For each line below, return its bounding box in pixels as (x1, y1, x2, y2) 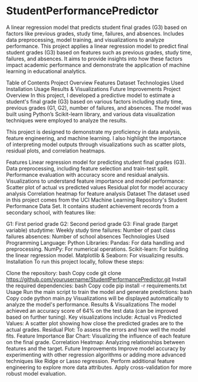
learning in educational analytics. (6, 67, 87, 75)
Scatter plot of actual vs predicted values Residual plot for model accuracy (6, 183, 188, 190)
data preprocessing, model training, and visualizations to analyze (6, 36, 164, 43)
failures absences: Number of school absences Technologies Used (6, 232, 170, 240)
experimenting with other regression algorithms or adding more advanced (6, 351, 186, 358)
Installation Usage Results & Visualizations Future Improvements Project (6, 85, 181, 92)
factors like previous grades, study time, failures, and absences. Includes (6, 30, 184, 37)
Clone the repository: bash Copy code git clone (6, 269, 122, 276)
